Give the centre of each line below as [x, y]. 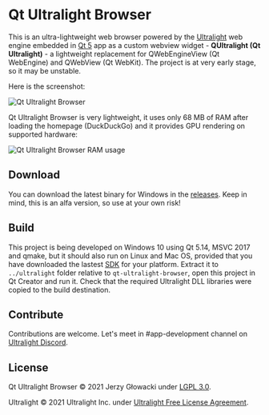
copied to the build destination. [59, 289]
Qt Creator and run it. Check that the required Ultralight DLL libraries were [130, 281]
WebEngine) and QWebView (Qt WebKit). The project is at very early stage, [132, 62]
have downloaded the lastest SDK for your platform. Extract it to [113, 264]
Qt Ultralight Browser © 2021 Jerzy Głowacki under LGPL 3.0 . [110, 387]
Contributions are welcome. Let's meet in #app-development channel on [128, 334]
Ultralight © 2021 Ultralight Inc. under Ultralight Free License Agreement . [128, 402]
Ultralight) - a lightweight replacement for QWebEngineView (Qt [114, 54]
